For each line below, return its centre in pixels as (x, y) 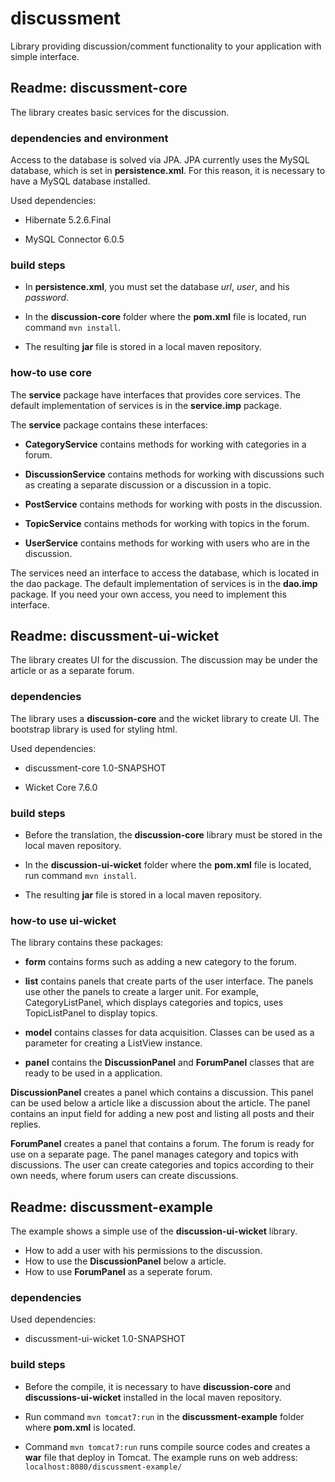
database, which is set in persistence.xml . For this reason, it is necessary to (168, 171)
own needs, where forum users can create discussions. (124, 1176)
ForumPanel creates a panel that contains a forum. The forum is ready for (162, 1144)
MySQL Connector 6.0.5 (74, 239)
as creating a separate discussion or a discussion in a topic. (148, 484)
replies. (26, 1124)
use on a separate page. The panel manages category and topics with (154, 1154)
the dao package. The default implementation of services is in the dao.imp (164, 583)
